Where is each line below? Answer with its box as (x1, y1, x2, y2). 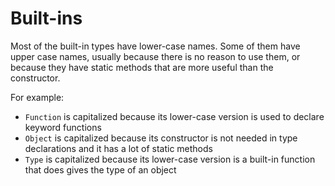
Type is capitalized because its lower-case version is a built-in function (24, 153, 316, 165)
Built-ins (10, 7, 83, 30)
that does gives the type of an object (24, 163, 177, 176)
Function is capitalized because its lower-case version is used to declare (24, 110, 325, 122)
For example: (10, 91, 65, 103)
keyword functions (24, 121, 102, 133)
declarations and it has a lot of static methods (24, 142, 213, 154)
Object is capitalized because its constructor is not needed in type (24, 132, 298, 144)
